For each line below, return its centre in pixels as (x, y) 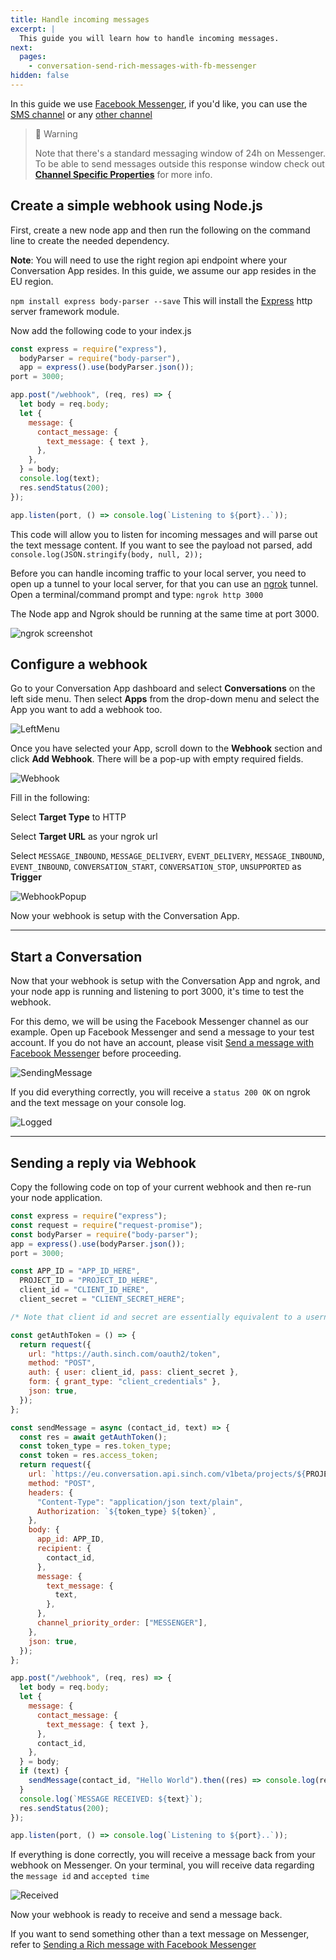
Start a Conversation (76, 956)
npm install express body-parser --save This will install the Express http (161, 300)
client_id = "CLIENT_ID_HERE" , (84, 1290)
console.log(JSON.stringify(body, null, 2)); (106, 554)
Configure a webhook (79, 664)
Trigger (26, 877)
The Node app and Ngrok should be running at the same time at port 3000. (165, 613)
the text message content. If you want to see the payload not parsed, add (161, 545)
